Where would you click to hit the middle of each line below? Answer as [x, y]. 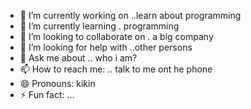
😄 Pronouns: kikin [57, 83]
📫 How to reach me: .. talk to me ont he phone [116, 69]
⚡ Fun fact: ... [47, 94]
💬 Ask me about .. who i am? [78, 58]
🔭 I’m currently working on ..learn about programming [130, 15]
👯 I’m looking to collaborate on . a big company [116, 36]
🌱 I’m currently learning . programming [99, 26]
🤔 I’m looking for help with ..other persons [106, 47]
